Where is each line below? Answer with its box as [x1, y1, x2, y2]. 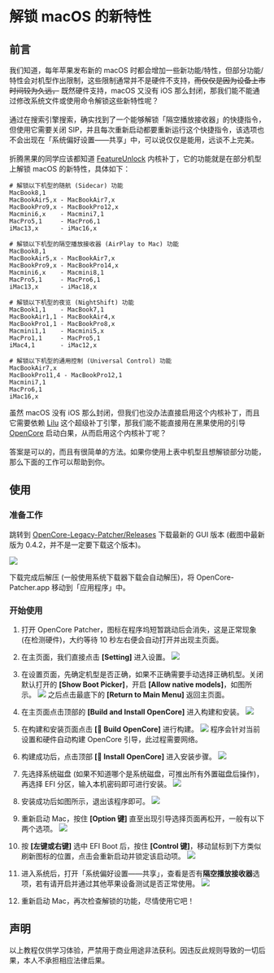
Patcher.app [9, 582, 50, 592]
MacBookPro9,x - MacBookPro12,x [9, 203, 119, 211]
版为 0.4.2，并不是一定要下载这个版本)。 [9, 540, 146, 549]
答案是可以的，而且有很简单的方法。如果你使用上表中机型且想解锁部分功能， [9, 447, 266, 456]
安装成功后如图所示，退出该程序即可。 [20, 796, 150, 806]
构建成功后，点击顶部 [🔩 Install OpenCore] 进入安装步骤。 [20, 751, 216, 761]
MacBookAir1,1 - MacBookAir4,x [9, 313, 115, 321]
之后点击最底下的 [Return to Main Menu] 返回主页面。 [47, 689, 229, 699]
